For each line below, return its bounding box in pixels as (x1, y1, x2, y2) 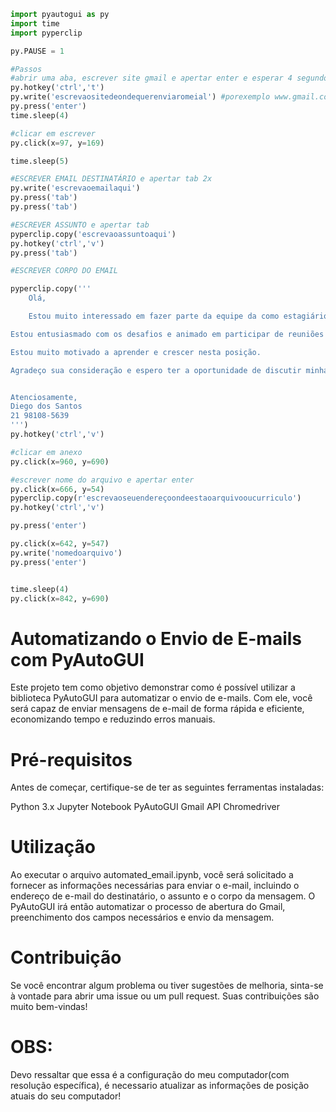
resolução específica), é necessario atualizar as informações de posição (10, 1080, 310, 1092)
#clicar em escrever (10, 128, 97, 139)
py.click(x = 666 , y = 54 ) (10, 484, 105, 494)
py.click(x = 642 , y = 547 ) (10, 539, 110, 549)
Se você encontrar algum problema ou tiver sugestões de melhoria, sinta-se (10, 980, 324, 992)
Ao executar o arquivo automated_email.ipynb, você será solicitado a (10, 869, 294, 881)
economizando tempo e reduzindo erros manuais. (10, 713, 216, 725)
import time (10, 18, 60, 29)
